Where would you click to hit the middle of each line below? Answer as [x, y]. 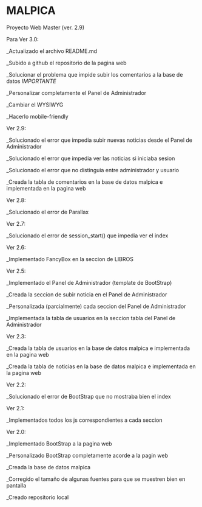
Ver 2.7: [16, 223]
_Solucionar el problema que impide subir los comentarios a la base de [95, 74]
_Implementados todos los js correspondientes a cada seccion [84, 420]
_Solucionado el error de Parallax [48, 212]
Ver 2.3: [16, 336]
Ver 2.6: [16, 247]
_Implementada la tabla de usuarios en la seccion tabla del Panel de [91, 318]
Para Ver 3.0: [23, 39]
